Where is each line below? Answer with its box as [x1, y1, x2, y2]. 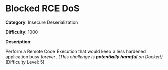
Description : [5, 38, 32, 45]
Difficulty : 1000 [5, 29, 38, 35]
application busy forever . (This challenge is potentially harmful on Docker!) [5, 53, 163, 60]
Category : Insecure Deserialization [5, 19, 78, 25]
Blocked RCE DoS [5, 3, 80, 14]
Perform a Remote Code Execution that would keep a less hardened [5, 48, 146, 54]
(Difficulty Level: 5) [5, 59, 45, 65]
